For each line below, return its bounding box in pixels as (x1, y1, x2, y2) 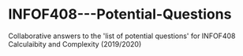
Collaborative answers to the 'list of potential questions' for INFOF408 (8, 31, 236, 40)
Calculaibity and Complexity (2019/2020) (8, 39, 142, 48)
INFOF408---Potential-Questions (8, 5, 232, 23)
